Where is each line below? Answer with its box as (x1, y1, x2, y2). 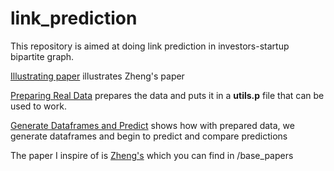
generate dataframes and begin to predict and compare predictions (10, 130, 288, 142)
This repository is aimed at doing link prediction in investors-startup (10, 40, 290, 52)
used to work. (10, 100, 67, 112)
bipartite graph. (10, 50, 75, 62)
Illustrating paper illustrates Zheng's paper (10, 70, 185, 82)
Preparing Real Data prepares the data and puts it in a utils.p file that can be (10, 89, 325, 101)
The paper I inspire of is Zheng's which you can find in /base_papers (10, 149, 294, 161)
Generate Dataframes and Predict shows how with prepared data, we (10, 119, 295, 131)
